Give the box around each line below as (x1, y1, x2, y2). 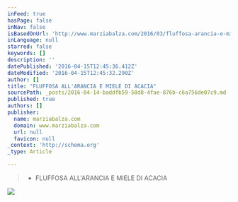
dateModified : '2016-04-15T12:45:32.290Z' (7, 69, 135, 76)
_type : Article (7, 148, 52, 155)
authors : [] (7, 102, 42, 109)
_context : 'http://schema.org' (7, 142, 100, 149)
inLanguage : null (7, 37, 59, 44)
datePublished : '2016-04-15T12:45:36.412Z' (7, 63, 138, 70)
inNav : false (7, 23, 46, 30)
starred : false (7, 43, 52, 50)
